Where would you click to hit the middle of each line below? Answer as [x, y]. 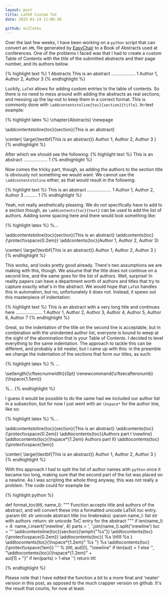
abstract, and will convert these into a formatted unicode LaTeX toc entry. [81, 510]
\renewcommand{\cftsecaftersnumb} [115, 374]
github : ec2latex [23, 28]
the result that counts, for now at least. [45, 588]
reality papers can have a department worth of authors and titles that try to [82, 281]
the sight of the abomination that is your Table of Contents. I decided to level [84, 338]
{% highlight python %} [29, 495]
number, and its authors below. [37, 64]
